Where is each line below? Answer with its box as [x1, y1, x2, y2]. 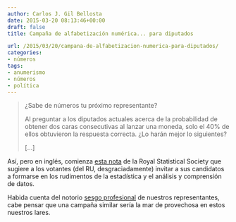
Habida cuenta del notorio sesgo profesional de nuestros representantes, [7, 193, 220, 202]
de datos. [7, 180, 35, 188]
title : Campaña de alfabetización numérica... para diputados [7, 30, 194, 37]
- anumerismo [7, 68, 46, 76]
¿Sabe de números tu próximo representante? [24, 101, 158, 110]
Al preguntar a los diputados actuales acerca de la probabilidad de [24, 115, 218, 123]
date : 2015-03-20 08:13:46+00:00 [7, 17, 106, 24]
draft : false [7, 23, 46, 30]
